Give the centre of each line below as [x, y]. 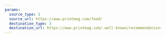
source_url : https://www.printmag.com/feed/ [56, 19]
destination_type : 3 [30, 23]
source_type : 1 [25, 14]
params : [13, 10]
